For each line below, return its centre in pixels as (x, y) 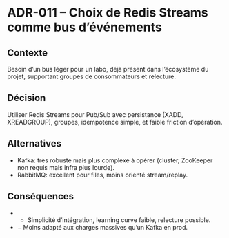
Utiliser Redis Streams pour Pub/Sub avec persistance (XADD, (95, 114)
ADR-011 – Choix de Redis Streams (108, 13)
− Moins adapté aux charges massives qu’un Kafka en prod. (102, 228)
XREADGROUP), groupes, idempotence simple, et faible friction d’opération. (115, 122)
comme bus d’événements (84, 27)
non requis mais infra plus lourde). (66, 167)
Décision (27, 98)
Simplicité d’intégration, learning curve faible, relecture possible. (119, 220)
